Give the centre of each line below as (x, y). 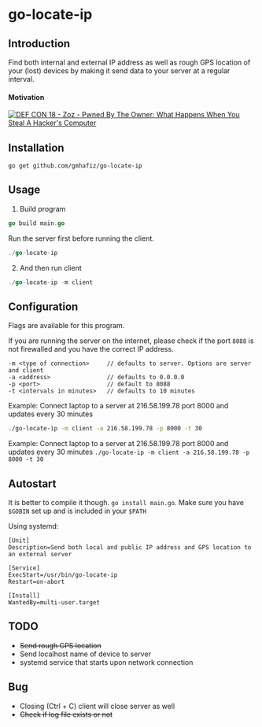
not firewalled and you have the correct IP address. (91, 349)
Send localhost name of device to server (85, 654)
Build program (42, 209)
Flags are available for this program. (66, 326)
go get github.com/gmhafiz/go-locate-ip (76, 166)
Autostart (32, 483)
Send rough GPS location (60, 645)
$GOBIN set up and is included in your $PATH (77, 511)
